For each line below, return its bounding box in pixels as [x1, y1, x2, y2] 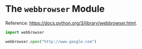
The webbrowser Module [5, 3, 105, 15]
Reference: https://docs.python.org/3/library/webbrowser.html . [5, 20, 137, 26]
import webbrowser [5, 30, 44, 35]
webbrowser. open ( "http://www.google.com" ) [5, 39, 97, 44]
